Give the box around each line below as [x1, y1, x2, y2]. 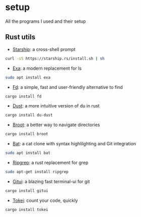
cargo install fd [5, 94, 42, 99]
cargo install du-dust [5, 113, 53, 118]
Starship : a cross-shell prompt [12, 46, 76, 52]
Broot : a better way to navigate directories [12, 122, 100, 128]
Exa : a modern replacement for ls [12, 65, 82, 71]
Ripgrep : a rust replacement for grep [12, 159, 89, 166]
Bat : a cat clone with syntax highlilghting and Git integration [12, 141, 136, 147]
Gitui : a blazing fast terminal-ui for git [12, 178, 90, 184]
